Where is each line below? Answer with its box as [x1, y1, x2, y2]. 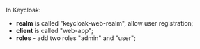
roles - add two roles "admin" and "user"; [15, 34, 136, 42]
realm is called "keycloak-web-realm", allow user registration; [15, 19, 194, 27]
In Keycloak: [6, 6, 41, 14]
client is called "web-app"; [15, 27, 94, 35]
